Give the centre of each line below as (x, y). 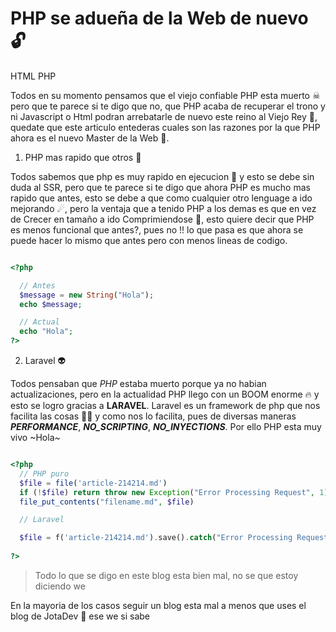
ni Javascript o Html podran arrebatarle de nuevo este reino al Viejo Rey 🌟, (164, 116)
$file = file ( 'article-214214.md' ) (93, 483)
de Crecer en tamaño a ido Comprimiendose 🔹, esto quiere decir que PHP (162, 219)
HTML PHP (33, 76)
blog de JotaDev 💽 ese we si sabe (80, 616)
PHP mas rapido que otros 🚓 (83, 157)
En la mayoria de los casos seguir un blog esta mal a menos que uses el (158, 605)
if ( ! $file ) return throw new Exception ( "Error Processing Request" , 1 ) (174, 492)
